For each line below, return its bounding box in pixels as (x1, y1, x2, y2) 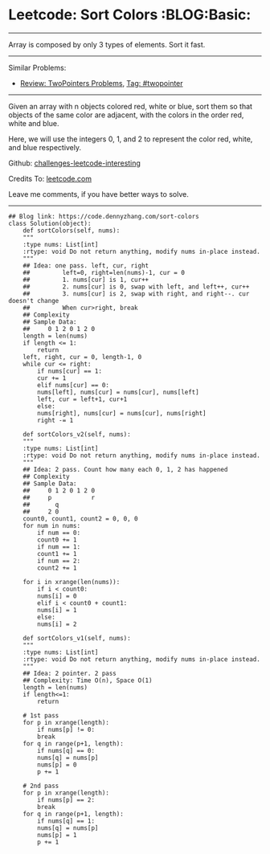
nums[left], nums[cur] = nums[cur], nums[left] (37, 388, 199, 396)
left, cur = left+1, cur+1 (37, 395, 128, 403)
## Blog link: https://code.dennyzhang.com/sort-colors (8, 212, 199, 220)
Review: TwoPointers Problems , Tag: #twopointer (19, 78, 183, 88)
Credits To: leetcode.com (8, 174, 92, 183)
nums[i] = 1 (37, 606, 78, 614)
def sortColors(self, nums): (22, 227, 121, 235)
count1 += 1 (37, 550, 78, 558)
